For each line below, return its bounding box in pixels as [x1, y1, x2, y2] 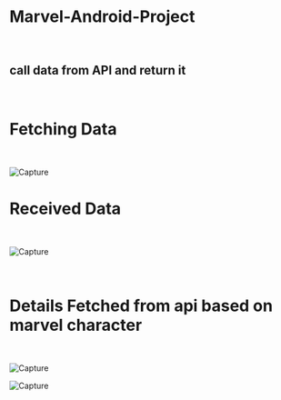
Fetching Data [9, 118, 117, 139]
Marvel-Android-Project [9, 6, 196, 27]
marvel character [9, 315, 143, 335]
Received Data [9, 198, 121, 219]
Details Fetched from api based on [9, 295, 273, 315]
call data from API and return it [9, 63, 186, 78]
